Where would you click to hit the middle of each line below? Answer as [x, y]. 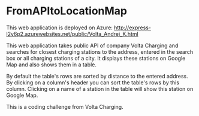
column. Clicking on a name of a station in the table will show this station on [100, 88]
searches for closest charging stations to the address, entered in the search [100, 51]
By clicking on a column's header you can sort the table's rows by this [93, 83]
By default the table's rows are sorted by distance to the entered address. [97, 76]
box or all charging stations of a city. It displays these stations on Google [96, 58]
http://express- [132, 28]
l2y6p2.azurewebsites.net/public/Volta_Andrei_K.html [73, 33]
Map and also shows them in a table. [52, 65]
